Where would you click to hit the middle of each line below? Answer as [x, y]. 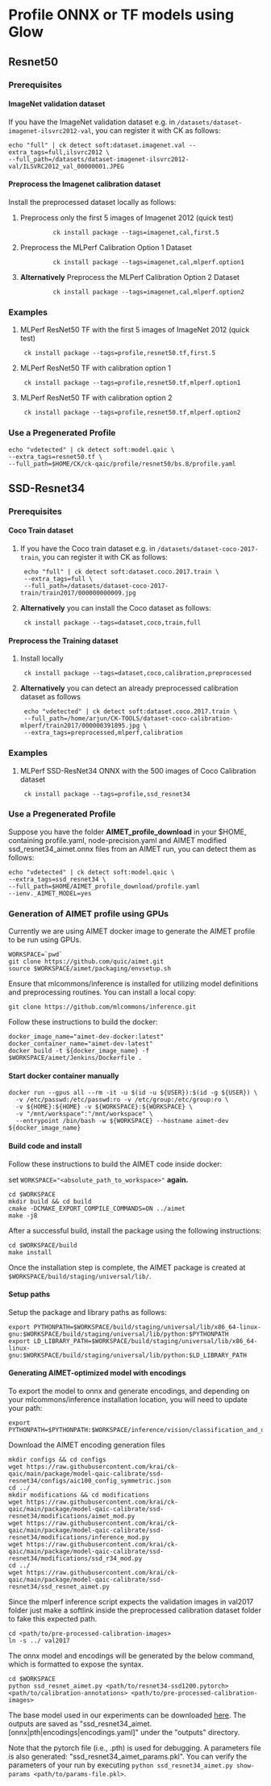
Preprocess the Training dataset [63, 641]
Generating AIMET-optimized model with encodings [97, 1373]
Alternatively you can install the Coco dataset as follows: [115, 608]
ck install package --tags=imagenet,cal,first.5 [136, 232]
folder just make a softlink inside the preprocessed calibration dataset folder [135, 1610]
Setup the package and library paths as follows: [88, 1312]
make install [30, 1252]
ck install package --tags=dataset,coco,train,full [113, 623]
